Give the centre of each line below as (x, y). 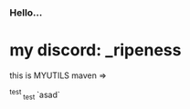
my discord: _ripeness (95, 50)
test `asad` (42, 95)
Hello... (26, 13)
